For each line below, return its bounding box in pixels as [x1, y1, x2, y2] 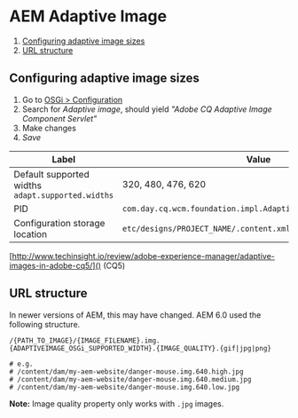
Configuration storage [13, 217, 106, 229]
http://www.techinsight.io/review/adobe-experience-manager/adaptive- [12, 250, 275, 261]
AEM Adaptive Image [9, 6, 167, 27]
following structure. [9, 319, 81, 329]
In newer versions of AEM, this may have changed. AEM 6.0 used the [9, 309, 262, 320]
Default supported [13, 168, 90, 180]
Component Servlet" [21, 113, 98, 123]
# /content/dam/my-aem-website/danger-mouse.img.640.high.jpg [9, 367, 244, 376]
